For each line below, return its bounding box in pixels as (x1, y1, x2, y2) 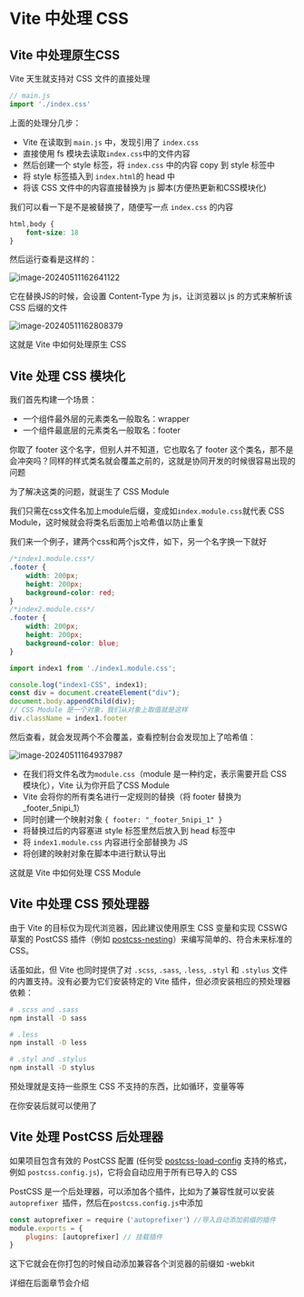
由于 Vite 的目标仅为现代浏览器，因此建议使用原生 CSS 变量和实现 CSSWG (9, 922, 288, 933)
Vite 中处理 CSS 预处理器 (9, 896, 150, 912)
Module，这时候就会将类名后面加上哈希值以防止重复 (9, 517, 205, 528)
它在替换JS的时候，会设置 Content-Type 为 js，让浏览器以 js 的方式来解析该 (9, 291, 293, 302)
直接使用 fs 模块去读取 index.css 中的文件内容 (22, 147, 191, 159)
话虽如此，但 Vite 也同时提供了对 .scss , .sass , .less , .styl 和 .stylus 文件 (9, 964, 289, 975)
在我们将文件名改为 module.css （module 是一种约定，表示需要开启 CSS (22, 768, 288, 779)
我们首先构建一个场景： (9, 394, 97, 405)
